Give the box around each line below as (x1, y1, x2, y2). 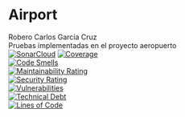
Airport (8, 6, 58, 24)
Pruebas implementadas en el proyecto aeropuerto (8, 40, 177, 50)
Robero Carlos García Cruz (8, 32, 98, 42)
